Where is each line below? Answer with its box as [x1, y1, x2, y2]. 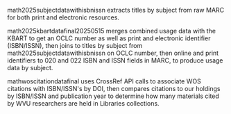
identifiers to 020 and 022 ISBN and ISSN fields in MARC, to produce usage [7, 56, 223, 65]
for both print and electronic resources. [7, 13, 120, 22]
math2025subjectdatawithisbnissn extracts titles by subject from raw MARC [7, 6, 225, 14]
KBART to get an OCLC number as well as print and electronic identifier [7, 34, 211, 42]
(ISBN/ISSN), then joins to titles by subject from [7, 42, 143, 49]
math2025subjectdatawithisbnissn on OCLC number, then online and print [7, 49, 219, 57]
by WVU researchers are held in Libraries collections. [7, 99, 160, 107]
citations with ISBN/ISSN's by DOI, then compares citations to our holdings [7, 85, 221, 92]
